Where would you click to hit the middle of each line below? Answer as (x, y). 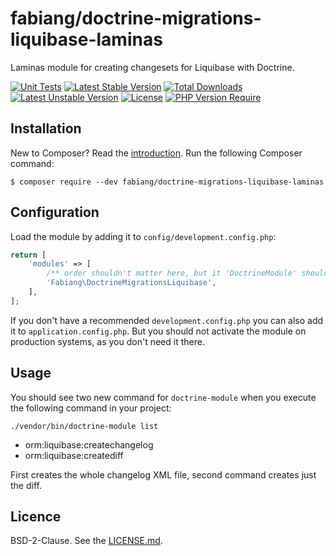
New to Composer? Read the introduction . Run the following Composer (156, 153)
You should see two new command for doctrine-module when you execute (163, 397)
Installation (46, 128)
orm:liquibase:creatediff (74, 455)
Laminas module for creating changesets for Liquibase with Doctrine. (152, 67)
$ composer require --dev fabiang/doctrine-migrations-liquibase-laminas (167, 182)
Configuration (55, 212)
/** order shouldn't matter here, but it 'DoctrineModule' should (187, 273)
